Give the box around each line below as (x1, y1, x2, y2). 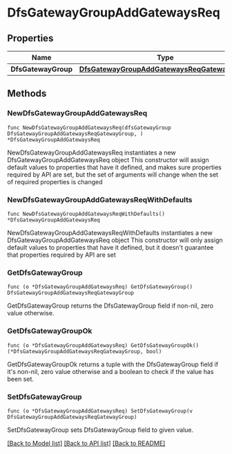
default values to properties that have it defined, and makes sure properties (7, 163, 222, 171)
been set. (7, 375, 35, 383)
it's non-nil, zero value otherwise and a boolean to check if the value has (7, 367, 214, 375)
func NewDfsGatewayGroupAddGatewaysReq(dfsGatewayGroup (7, 124, 171, 131)
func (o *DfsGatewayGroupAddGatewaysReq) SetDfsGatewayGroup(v (7, 407, 193, 415)
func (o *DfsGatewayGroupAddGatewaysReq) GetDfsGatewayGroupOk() (7, 342, 199, 349)
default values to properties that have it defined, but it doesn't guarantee (7, 243, 214, 251)
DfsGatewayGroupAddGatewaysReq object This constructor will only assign (7, 236, 223, 244)
